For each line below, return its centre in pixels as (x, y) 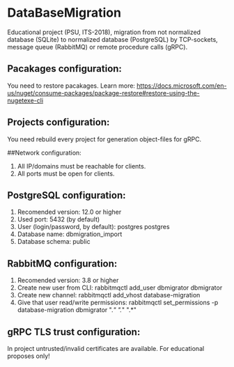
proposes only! (29, 356)
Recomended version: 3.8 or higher (68, 281)
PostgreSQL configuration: (67, 195)
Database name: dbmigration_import (70, 234)
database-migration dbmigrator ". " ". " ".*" (77, 310)
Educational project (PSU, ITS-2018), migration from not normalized (104, 32)
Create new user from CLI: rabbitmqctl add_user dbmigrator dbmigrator (120, 288)
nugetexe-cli (25, 100)
